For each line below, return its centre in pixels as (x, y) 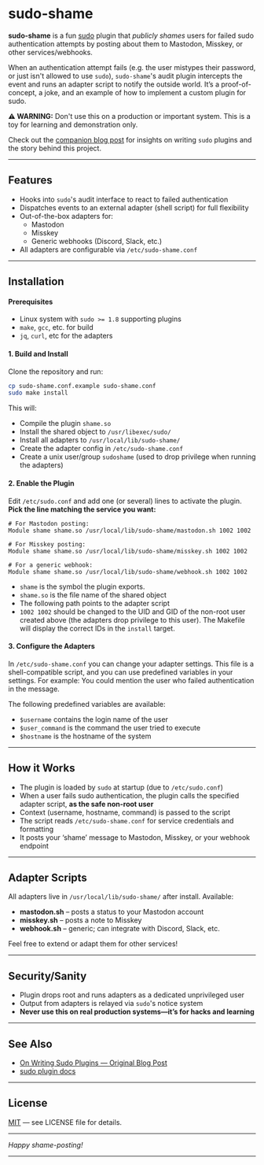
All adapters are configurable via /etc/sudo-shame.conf (108, 250)
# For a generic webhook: (50, 565)
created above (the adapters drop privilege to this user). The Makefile (132, 619)
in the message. (34, 689)
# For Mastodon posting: (49, 523)
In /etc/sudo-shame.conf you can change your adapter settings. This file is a (131, 664)
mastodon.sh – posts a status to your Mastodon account (112, 912)
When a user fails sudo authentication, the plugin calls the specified (129, 795)
